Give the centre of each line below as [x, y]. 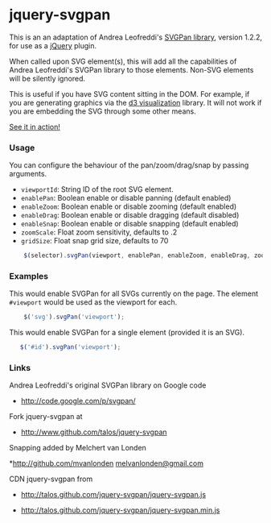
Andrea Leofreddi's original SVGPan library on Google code [108, 385]
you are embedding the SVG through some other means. [103, 111]
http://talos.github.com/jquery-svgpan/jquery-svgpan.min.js [120, 510]
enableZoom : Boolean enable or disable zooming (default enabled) [129, 206]
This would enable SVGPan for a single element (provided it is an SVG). [127, 333]
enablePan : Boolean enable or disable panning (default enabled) [126, 198]
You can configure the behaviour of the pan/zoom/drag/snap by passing [129, 165]
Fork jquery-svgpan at [46, 417]
